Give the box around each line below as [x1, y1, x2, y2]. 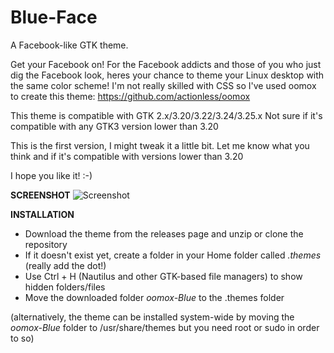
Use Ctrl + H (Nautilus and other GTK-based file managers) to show [24, 270, 303, 282]
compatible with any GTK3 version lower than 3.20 [10, 120, 219, 132]
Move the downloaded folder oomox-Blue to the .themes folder [24, 291, 285, 303]
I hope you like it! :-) [10, 169, 93, 181]
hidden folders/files [24, 281, 106, 293]
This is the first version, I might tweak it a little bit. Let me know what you [10, 139, 310, 151]
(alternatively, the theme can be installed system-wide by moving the [10, 311, 295, 323]
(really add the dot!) [24, 259, 107, 271]
